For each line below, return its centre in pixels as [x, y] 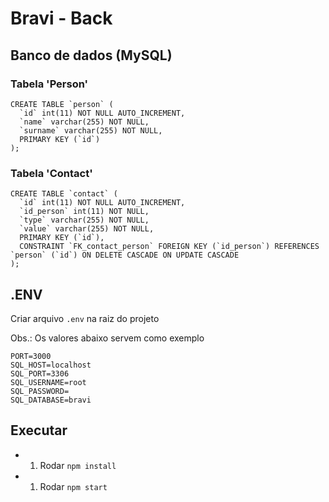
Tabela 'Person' [49, 84]
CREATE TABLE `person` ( [62, 104]
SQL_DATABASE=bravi [51, 400]
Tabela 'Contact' [51, 173]
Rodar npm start [73, 486]
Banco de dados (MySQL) [91, 55]
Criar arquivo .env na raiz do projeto [85, 318]
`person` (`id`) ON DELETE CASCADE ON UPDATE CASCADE [125, 255]
